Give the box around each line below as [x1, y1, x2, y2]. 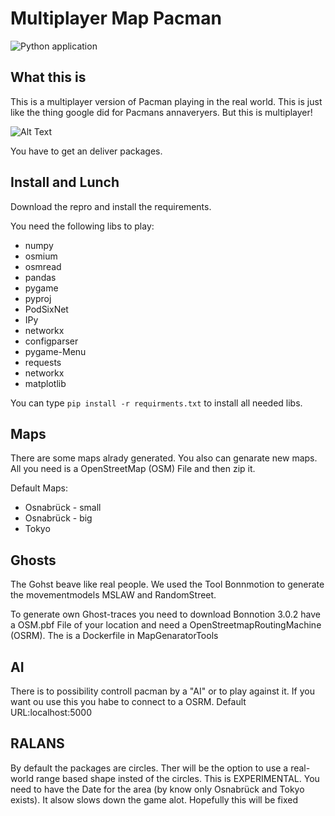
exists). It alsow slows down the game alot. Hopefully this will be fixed [10, 793, 298, 806]
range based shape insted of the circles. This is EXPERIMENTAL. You [35, 772, 320, 784]
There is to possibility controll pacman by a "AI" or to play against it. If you [10, 685, 315, 697]
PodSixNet [24, 303, 69, 315]
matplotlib [24, 377, 67, 389]
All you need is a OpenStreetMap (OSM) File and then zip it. [10, 463, 256, 475]
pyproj [24, 292, 52, 304]
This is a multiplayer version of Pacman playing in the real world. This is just [10, 95, 323, 107]
